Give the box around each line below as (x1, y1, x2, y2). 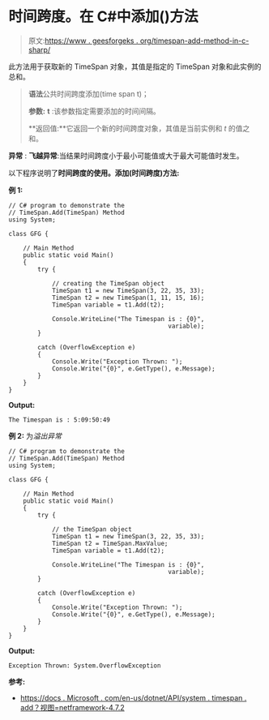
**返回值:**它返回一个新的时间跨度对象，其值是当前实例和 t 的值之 (28, 123, 250, 133)
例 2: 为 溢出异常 (8, 431, 62, 440)
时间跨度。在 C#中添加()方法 (8, 7, 199, 26)
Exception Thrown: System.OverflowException (8, 662, 161, 670)
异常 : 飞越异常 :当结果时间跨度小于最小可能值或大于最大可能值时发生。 (8, 151, 244, 161)
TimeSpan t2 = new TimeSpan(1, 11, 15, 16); (51, 294, 205, 302)
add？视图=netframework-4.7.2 (19, 702, 125, 712)
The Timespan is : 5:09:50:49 (8, 415, 111, 424)
